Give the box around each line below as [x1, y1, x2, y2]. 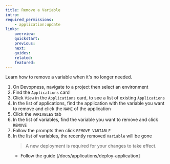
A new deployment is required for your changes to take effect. [25, 143, 157, 149]
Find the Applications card [12, 89, 70, 95]
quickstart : [14, 36, 40, 42]
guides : [14, 50, 31, 55]
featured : [14, 60, 36, 65]
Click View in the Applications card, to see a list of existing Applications [12, 95, 165, 101]
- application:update [14, 22, 60, 27]
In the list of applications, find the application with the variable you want [12, 100, 165, 107]
